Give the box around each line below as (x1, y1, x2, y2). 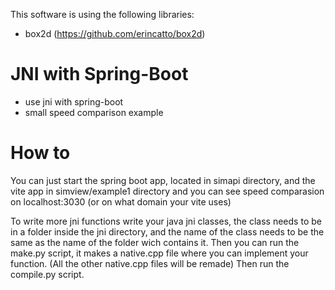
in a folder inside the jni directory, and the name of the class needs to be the (10, 225, 325, 238)
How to (10, 142, 71, 164)
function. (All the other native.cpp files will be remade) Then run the (10, 257, 290, 269)
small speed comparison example (24, 106, 164, 118)
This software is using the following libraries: (10, 9, 195, 20)
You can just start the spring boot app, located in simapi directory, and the (10, 174, 316, 186)
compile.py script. (10, 268, 85, 280)
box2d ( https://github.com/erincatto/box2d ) (24, 28, 206, 39)
